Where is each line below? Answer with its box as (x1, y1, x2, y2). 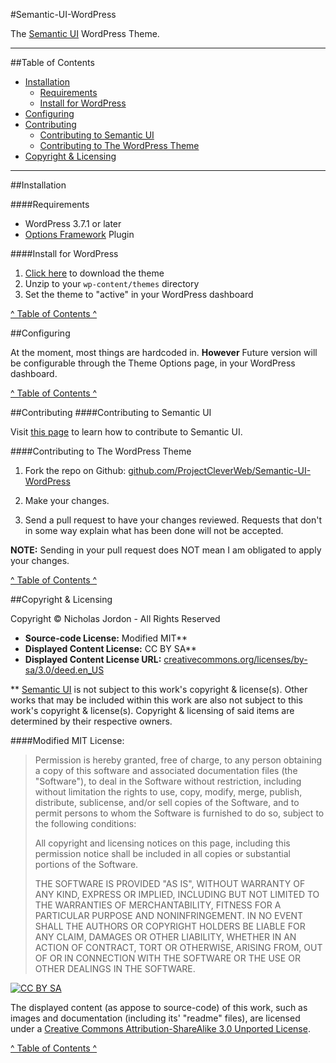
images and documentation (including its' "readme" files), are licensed (10, 1012, 301, 1024)
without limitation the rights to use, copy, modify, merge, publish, (34, 786, 303, 798)
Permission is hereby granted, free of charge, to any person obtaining (34, 754, 323, 766)
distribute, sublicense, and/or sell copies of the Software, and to (34, 797, 300, 808)
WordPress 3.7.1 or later (24, 218, 122, 229)
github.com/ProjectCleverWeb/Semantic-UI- (128, 465, 312, 476)
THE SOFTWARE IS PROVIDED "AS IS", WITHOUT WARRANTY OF (34, 878, 306, 889)
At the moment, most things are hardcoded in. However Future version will (10, 347, 318, 358)
